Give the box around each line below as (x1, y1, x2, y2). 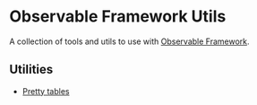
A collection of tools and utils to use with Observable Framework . (9, 36, 250, 47)
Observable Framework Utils (9, 6, 227, 27)
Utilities (9, 62, 54, 77)
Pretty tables (21, 85, 70, 96)
